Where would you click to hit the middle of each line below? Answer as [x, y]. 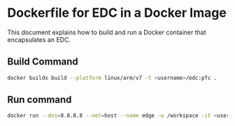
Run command [40, 100]
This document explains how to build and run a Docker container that [107, 32]
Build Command [43, 62]
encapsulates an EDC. [39, 39]
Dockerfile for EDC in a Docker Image [117, 13]
